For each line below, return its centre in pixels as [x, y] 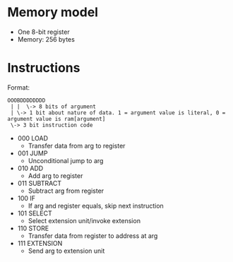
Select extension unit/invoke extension [84, 220]
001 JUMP [32, 153]
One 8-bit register [43, 32]
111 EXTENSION [40, 243]
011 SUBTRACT [40, 183]
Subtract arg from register [66, 191]
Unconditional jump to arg [66, 160]
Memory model [53, 12]
